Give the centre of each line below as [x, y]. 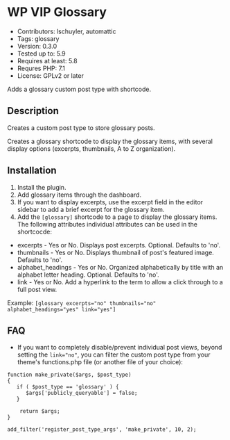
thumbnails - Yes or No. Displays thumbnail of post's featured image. [116, 252]
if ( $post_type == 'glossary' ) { [68, 387]
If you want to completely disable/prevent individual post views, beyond [120, 348]
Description [33, 111]
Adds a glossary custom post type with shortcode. [79, 89]
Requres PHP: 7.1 [41, 68]
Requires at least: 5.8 [47, 60]
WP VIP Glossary [57, 12]
